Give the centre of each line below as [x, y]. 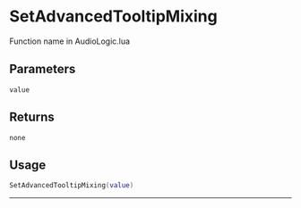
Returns [32, 117]
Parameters [43, 69]
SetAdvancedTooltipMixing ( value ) [72, 186]
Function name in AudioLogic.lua [70, 41]
